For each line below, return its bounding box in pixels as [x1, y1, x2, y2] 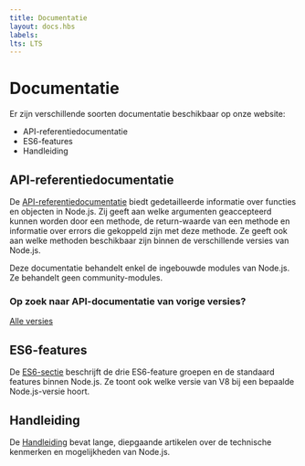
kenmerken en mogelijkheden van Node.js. [9, 446, 171, 457]
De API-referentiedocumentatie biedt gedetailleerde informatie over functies [9, 196, 297, 207]
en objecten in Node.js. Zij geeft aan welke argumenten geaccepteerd [9, 207, 272, 217]
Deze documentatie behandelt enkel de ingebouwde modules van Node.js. [9, 262, 290, 273]
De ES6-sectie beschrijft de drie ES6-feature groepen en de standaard [9, 366, 275, 377]
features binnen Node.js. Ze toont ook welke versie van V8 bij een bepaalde [9, 376, 295, 387]
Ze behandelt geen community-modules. [9, 272, 163, 283]
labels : [9, 30, 39, 39]
